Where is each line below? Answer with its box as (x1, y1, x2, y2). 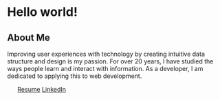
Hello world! (7, 4, 78, 20)
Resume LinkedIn (16, 86, 67, 93)
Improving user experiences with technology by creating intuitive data (7, 50, 205, 58)
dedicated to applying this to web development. (7, 72, 142, 80)
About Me (7, 32, 50, 43)
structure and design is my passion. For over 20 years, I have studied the (7, 57, 214, 66)
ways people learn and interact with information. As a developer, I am (7, 65, 203, 72)
